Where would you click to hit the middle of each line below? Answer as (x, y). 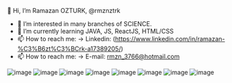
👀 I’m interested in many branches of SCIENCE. (84, 24)
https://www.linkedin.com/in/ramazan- (170, 39)
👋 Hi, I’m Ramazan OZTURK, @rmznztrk (64, 11)
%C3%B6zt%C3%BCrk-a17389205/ (69, 49)
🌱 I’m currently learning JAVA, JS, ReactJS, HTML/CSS (96, 31)
